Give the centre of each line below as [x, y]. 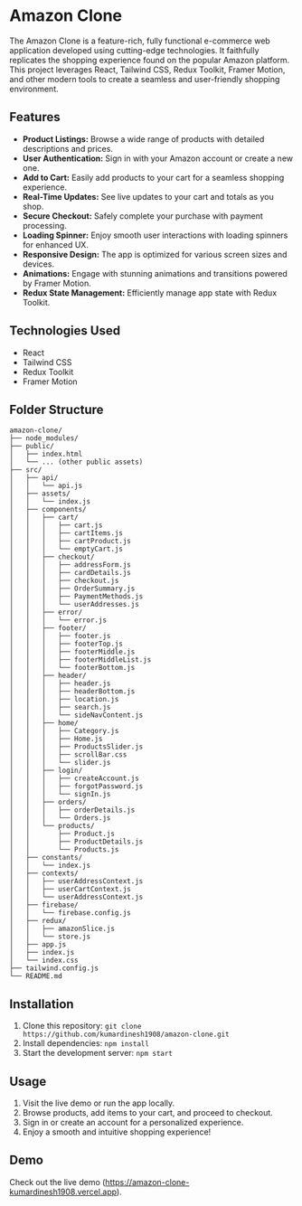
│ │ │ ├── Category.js [64, 731]
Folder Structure [57, 409]
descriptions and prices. [67, 148]
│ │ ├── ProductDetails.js [76, 842]
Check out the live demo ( [57, 1182]
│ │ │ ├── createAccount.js [75, 778]
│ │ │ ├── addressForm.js [70, 565]
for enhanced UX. [55, 244]
